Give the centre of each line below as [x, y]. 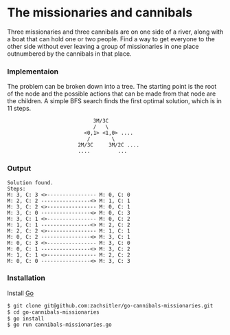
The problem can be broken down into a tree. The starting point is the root [112, 87]
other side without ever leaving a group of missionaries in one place [103, 46]
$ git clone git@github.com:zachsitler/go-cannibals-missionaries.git [110, 305]
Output [19, 169]
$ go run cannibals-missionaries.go [59, 325]
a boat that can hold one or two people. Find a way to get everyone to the [111, 39]
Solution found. [30, 183]
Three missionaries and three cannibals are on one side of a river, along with [115, 32]
